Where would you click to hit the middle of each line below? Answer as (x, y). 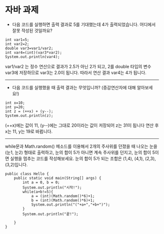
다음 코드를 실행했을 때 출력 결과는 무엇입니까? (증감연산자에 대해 (74, 87)
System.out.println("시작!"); (52, 187)
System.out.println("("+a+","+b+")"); (71, 205)
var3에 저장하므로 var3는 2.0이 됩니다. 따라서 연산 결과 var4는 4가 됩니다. (76, 72)
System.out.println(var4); (32, 57)
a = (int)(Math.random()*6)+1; (63, 196)
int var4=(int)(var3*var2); (34, 52)
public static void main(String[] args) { (58, 178)
